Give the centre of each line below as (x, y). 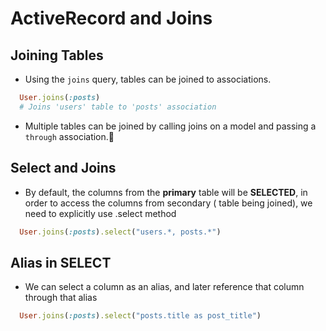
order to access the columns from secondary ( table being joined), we (168, 203)
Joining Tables (57, 55)
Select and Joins (63, 168)
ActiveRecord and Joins (111, 18)
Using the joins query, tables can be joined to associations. (148, 79)
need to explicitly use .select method (100, 213)
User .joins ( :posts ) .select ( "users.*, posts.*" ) (120, 232)
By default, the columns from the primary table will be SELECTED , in (166, 192)
